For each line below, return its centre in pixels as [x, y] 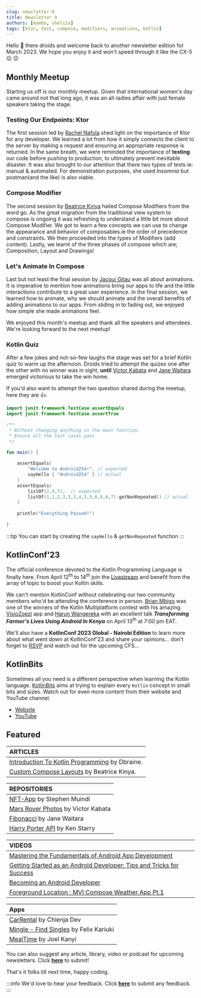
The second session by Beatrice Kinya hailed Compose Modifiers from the [98, 206]
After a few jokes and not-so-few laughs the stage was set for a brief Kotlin [99, 358]
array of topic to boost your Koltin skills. [55, 583]
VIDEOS [21, 845]
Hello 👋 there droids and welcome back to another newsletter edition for [95, 46]
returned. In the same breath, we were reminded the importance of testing [98, 152]
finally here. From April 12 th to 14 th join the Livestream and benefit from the [98, 576]
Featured [23, 735]
